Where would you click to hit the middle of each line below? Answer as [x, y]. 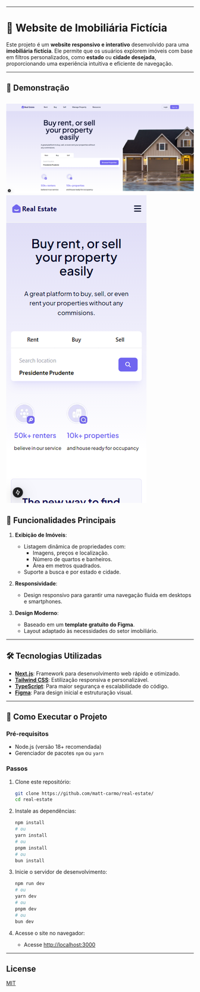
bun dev [24, 921]
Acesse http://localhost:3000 [60, 944]
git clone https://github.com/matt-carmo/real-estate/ [84, 793]
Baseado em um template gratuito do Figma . [79, 624]
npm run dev [29, 884]
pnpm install [31, 848]
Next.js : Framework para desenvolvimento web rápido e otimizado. [97, 673]
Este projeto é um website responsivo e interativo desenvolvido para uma [98, 44]
